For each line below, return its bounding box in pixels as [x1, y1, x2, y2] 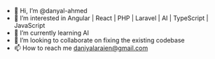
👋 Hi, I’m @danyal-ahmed [13, 7, 88, 15]
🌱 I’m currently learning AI [13, 28, 90, 37]
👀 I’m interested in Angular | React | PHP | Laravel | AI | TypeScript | [13, 14, 209, 22]
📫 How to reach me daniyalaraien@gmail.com [13, 44, 148, 52]
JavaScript [13, 22, 46, 29]
